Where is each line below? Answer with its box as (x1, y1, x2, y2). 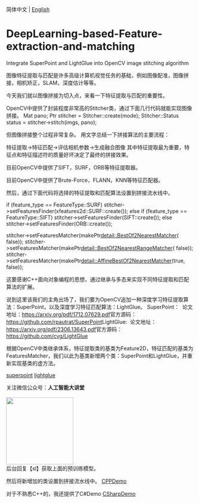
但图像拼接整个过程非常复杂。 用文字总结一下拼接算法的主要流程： (6, 131, 170, 138)
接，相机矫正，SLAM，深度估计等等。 (6, 79, 99, 86)
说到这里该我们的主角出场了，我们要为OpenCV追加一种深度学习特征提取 (6, 295, 184, 303)
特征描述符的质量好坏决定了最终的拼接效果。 (21, 151, 132, 158)
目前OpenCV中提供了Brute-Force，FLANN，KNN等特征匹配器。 (6, 176, 164, 184)
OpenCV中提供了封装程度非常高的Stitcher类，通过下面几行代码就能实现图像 (6, 104, 192, 112)
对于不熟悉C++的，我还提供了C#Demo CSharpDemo (6, 490, 136, 497)
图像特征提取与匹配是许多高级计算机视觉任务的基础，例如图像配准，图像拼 (6, 72, 189, 79)
